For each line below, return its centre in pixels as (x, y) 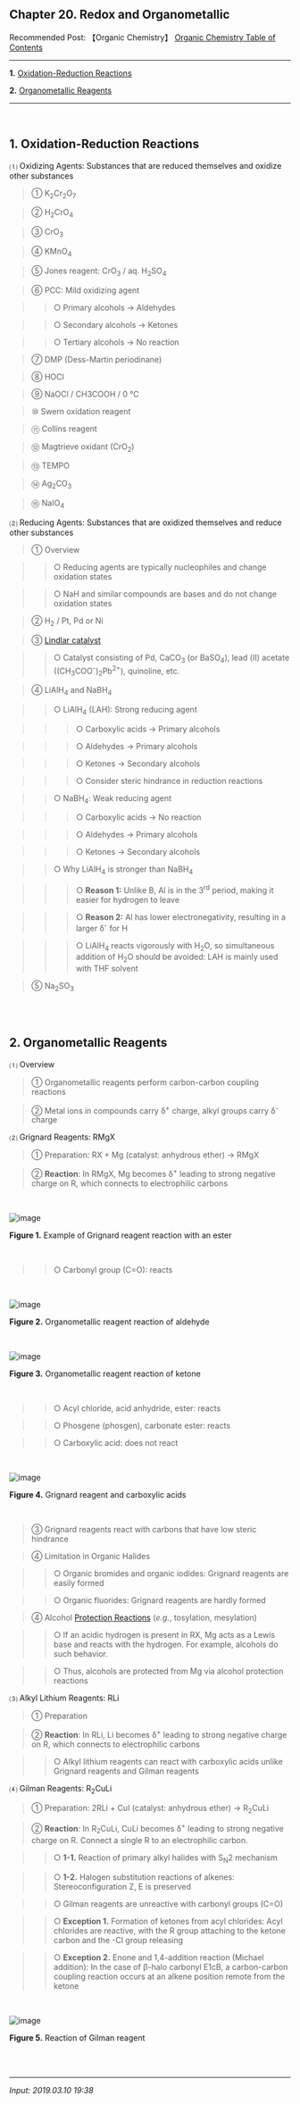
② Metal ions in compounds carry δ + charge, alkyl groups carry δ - (155, 1109)
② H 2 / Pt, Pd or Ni (67, 622)
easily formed (79, 1583)
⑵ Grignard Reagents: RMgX (62, 1137)
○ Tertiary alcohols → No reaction (117, 342)
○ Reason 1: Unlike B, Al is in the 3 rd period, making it (175, 889)
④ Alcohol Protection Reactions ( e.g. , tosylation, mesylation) (144, 1618)
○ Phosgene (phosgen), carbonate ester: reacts (142, 1426)
